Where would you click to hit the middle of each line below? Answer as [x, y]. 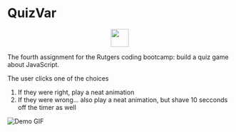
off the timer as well [47, 107]
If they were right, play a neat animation [76, 92]
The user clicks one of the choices [58, 78]
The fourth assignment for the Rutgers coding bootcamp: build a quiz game [118, 57]
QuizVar [32, 13]
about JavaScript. [33, 64]
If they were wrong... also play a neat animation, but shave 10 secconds [123, 100]
